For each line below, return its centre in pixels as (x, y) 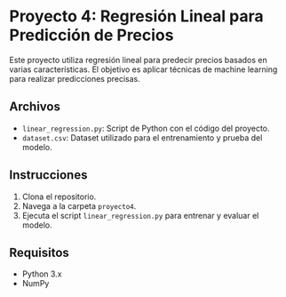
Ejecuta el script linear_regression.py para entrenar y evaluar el (140, 215)
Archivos (35, 107)
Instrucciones (48, 175)
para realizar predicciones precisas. (75, 78)
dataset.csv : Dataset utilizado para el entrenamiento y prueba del (142, 137)
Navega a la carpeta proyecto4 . (79, 205)
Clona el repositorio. (59, 197)
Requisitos (39, 252)
